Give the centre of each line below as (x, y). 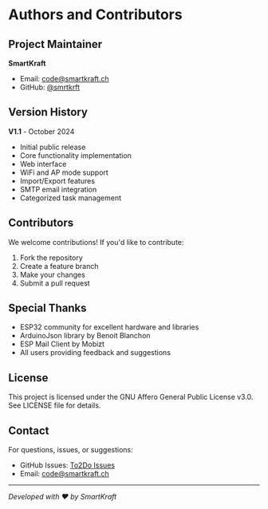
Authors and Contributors (95, 15)
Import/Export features (57, 180)
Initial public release (53, 147)
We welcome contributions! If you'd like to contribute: (96, 242)
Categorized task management (71, 198)
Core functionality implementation (75, 155)
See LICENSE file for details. (55, 405)
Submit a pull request (55, 283)
